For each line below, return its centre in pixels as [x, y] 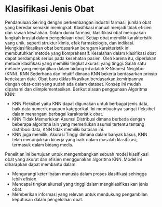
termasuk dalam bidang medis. [43, 145]
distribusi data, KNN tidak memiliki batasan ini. [58, 129]
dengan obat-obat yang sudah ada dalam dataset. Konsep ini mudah [73, 84]
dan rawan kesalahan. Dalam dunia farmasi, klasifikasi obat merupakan [75, 32]
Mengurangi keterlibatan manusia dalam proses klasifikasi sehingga [79, 174]
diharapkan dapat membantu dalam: [41, 164]
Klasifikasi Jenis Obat [49, 9]
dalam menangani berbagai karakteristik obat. [58, 114]
